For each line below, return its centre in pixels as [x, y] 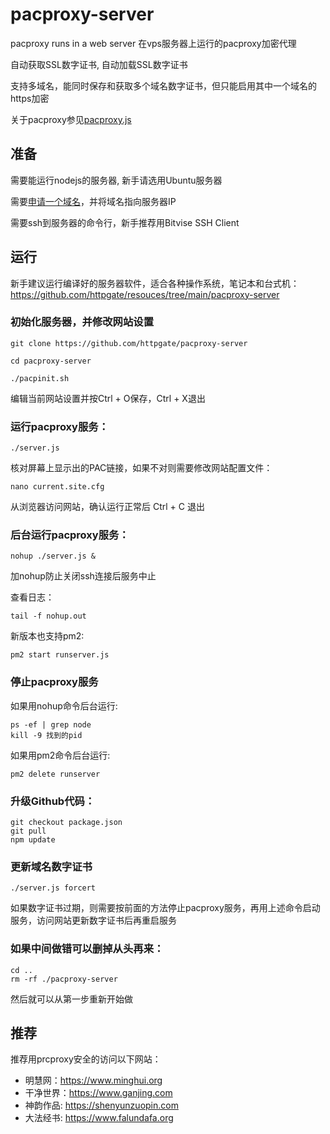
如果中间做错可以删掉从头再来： [87, 949]
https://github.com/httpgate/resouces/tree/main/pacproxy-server [145, 294]
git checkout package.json [66, 823]
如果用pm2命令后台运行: [60, 755]
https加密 [30, 98]
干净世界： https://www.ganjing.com [98, 1093]
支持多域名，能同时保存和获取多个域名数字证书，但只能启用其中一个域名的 [163, 85]
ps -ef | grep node [51, 724]
